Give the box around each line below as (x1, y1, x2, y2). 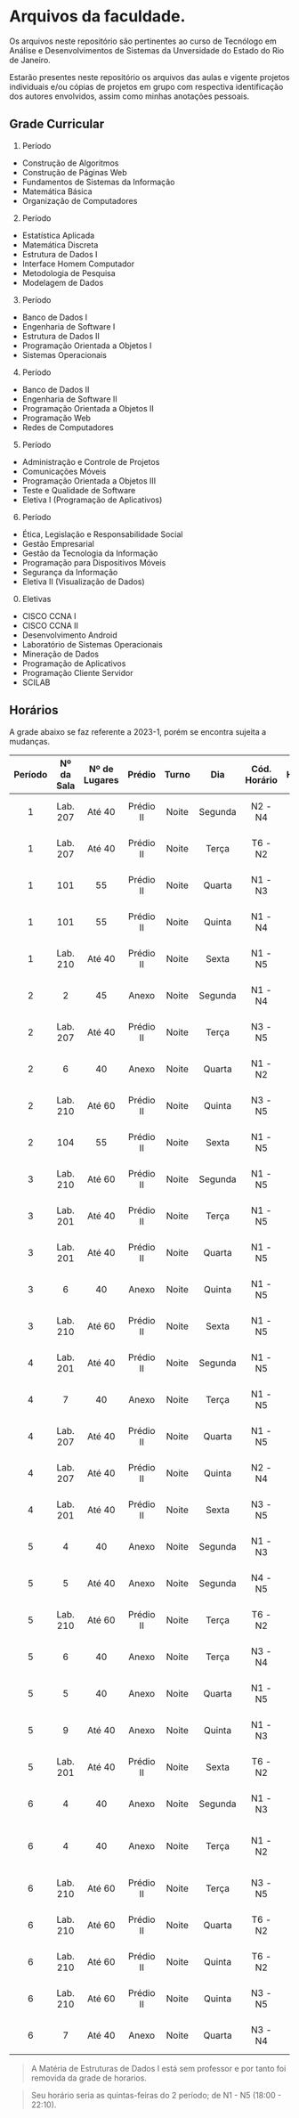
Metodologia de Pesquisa (21, 267, 116, 278)
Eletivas (21, 593, 52, 604)
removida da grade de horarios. (30, 2073, 147, 2083)
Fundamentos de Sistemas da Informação (21, 176, 175, 187)
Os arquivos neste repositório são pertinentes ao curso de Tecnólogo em (9, 36, 278, 46)
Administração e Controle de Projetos (21, 456, 160, 467)
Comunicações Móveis (21, 466, 107, 477)
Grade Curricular (9, 117, 105, 132)
